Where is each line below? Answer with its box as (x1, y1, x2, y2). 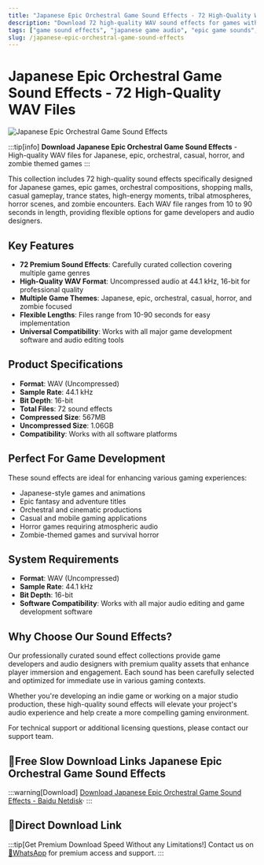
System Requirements (8, 553, 119, 566)
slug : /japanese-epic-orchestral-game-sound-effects (8, 33, 185, 42)
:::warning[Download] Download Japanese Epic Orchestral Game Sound (8, 788, 242, 797)
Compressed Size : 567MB (19, 412, 106, 421)
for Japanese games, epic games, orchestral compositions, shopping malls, (8, 183, 253, 192)
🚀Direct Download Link (8, 819, 122, 832)
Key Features (8, 239, 75, 252)
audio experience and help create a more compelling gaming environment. (8, 708, 250, 718)
